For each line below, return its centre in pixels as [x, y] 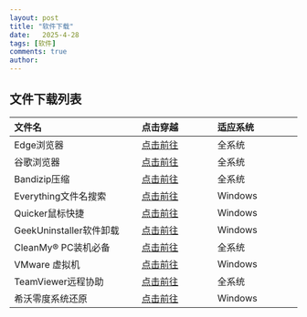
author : [24, 60]
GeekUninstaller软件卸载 [67, 230]
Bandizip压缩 [42, 179]
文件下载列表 [46, 100]
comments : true [38, 52]
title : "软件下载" [42, 26]
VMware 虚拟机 [47, 264]
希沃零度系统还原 [51, 299]
